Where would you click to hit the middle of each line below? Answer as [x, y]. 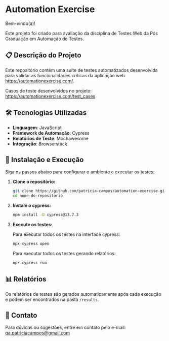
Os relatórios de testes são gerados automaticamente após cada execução [83, 294]
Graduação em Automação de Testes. [45, 39]
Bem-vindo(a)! [20, 23]
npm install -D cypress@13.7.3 [46, 215]
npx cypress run [30, 263]
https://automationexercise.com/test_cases [50, 96]
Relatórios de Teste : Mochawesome [50, 138]
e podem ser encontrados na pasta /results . [52, 299]
